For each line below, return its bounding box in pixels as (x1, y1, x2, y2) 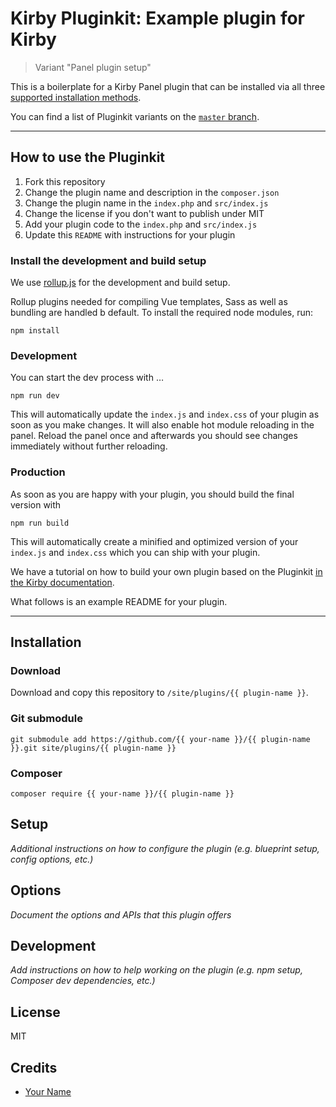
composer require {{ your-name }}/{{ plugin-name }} (10, 788, 235, 799)
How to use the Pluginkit (10, 149, 166, 166)
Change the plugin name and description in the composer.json (24, 186, 280, 198)
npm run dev (10, 391, 60, 401)
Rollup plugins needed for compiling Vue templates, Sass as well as (10, 296, 288, 308)
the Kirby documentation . (10, 576, 115, 588)
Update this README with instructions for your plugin (24, 228, 236, 241)
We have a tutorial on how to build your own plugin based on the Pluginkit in (10, 565, 323, 577)
